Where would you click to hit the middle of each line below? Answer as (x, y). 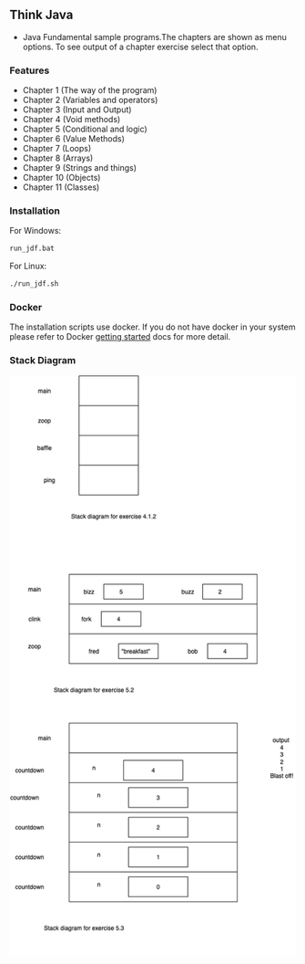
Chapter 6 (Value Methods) (73, 139)
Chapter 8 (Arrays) (58, 158)
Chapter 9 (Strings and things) (80, 168)
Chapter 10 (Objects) (61, 178)
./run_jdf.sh (34, 284)
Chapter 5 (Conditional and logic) (85, 129)
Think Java (41, 15)
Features (30, 70)
